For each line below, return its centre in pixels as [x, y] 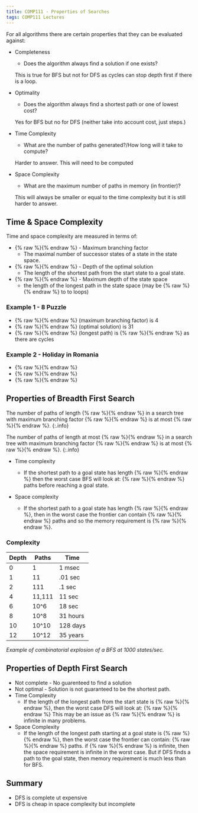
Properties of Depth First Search [67, 669]
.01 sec [69, 578]
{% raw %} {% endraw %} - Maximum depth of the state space [91, 279]
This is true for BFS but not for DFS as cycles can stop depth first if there [103, 75]
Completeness [32, 52]
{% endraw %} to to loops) [56, 292]
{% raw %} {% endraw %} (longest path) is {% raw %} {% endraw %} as [102, 333]
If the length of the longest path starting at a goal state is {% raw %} [107, 733]
